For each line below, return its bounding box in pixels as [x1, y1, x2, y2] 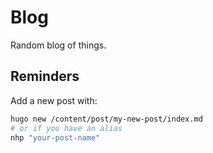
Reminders [10, 68, 80, 85]
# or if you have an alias [10, 123, 123, 133]
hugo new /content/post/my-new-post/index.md [10, 114, 203, 124]
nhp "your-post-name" [10, 132, 101, 143]
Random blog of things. [10, 39, 107, 51]
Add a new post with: [10, 94, 98, 106]
